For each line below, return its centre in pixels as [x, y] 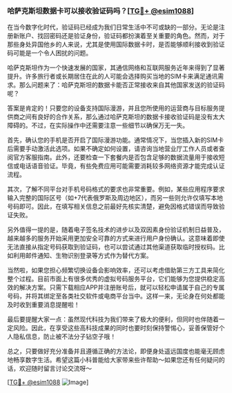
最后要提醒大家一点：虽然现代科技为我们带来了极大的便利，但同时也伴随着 [113, 319]
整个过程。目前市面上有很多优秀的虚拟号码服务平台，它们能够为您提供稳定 [113, 279]
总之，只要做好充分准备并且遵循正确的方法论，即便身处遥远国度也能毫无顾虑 [116, 351]
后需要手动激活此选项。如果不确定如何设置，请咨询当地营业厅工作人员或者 [113, 149]
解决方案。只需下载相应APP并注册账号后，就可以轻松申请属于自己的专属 [122, 288]
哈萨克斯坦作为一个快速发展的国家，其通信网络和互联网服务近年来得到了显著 [116, 68]
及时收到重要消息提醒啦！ [43, 305]
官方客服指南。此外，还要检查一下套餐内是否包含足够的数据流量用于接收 [116, 157]
